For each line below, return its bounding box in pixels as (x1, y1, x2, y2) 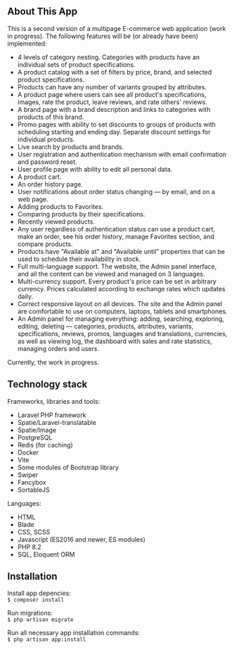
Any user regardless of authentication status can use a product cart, (17, 224, 216, 233)
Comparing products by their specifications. (17, 210, 145, 218)
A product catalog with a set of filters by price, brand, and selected (17, 68, 212, 76)
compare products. (17, 239, 73, 248)
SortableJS (17, 485, 51, 494)
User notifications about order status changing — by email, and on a (17, 187, 216, 196)
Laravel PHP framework (17, 411, 86, 419)
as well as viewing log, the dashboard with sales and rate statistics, (17, 337, 212, 345)
